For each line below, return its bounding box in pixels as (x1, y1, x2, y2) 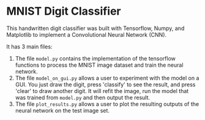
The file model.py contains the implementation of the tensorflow (15, 54, 176, 62)
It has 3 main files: (6, 43, 53, 50)
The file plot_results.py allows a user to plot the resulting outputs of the (15, 100, 199, 108)
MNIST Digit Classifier (6, 4, 121, 18)
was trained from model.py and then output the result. (15, 94, 151, 101)
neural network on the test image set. (15, 107, 110, 114)
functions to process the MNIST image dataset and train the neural (15, 61, 184, 69)
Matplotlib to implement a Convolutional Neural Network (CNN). (6, 31, 167, 38)
